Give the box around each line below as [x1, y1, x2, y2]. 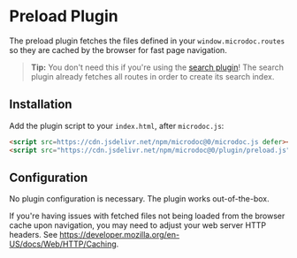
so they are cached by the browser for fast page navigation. [9, 44, 227, 55]
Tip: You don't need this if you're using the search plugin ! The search [30, 62, 285, 72]
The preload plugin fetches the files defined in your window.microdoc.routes [9, 35, 286, 46]
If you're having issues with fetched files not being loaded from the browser [9, 210, 286, 222]
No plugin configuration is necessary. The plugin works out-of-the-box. [9, 193, 270, 204]
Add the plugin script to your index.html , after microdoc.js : [9, 120, 225, 131]
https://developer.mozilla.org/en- [59, 230, 179, 240]
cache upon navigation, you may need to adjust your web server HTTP [9, 220, 267, 231]
